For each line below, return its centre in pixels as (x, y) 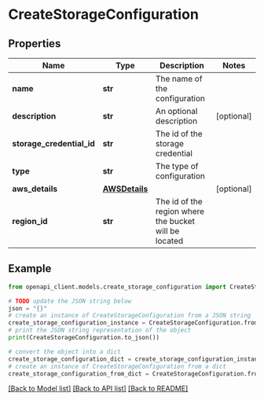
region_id (30, 221)
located (170, 241)
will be (168, 231)
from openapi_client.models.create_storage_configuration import (117, 287)
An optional (177, 111)
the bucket (175, 221)
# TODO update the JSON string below (70, 301)
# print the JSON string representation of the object (100, 330)
